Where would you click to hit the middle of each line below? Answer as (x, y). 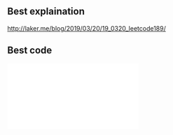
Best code (30, 51)
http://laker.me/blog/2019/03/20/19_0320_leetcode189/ (86, 28)
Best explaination (46, 12)
